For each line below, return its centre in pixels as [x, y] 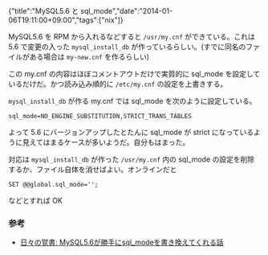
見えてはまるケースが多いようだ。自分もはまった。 [106, 142]
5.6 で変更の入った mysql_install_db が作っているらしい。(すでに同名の [127, 47]
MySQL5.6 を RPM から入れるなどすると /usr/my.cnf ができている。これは [132, 37]
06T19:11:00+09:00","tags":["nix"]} [66, 20]
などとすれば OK [35, 200]
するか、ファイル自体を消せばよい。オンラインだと [93, 169]
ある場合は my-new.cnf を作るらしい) [89, 57]
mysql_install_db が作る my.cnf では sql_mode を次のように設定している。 [132, 101]
